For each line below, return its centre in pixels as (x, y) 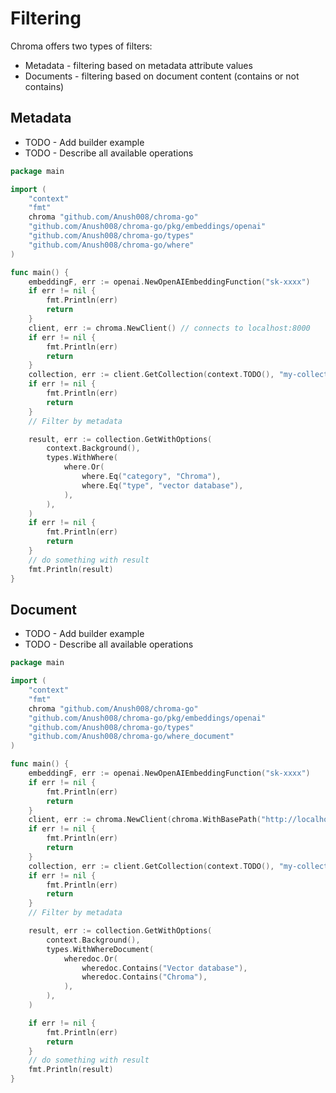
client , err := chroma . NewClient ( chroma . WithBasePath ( (145, 820)
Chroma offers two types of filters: (81, 46)
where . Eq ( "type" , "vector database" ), (162, 485)
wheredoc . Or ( (90, 958)
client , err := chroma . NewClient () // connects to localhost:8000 (169, 328)
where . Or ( (84, 467)
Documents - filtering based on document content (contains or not (162, 76)
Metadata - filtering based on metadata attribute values (138, 65)
